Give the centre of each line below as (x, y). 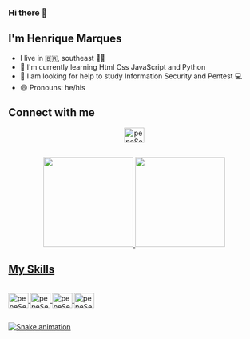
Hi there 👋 (28, 13)
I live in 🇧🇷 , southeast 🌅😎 (62, 58)
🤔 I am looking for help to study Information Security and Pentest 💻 (131, 76)
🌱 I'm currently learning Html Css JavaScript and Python (113, 66)
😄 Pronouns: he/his (52, 87)
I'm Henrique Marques (65, 39)
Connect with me (52, 112)
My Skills (32, 270)
